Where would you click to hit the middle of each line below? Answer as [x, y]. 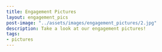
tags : [13, 34]
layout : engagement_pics [37, 17]
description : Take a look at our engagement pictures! [76, 28]
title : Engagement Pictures [41, 12]
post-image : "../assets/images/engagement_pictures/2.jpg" [82, 23]
